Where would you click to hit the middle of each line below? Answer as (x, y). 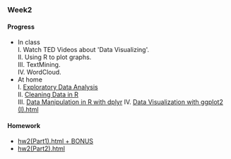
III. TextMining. (39, 65)
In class (29, 42)
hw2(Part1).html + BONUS (55, 141)
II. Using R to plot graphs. (54, 57)
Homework (24, 125)
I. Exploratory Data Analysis (58, 87)
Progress (21, 27)
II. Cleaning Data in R (48, 95)
